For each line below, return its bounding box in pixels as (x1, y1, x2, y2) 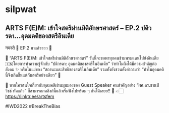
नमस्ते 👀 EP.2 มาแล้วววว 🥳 (5, 45, 52, 51)
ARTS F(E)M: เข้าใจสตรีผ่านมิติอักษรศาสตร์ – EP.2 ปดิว (5, 24, 152, 32)
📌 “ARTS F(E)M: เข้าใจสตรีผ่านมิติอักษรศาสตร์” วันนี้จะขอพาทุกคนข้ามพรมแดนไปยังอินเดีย (5, 55, 159, 61)
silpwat (5, 4, 37, 15)
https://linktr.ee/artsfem (5, 93, 54, 99)
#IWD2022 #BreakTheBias (5, 103, 61, 109)
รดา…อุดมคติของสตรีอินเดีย (5, 31, 74, 40)
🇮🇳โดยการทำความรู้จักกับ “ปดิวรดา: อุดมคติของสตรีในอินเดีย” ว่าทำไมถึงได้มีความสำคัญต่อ (5, 61, 157, 67)
